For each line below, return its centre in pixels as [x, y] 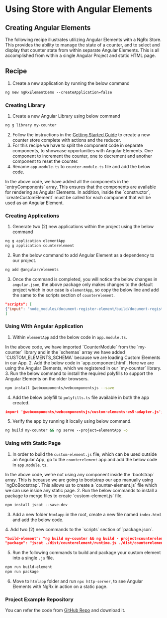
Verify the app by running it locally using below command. [72, 421]
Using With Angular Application [44, 326]
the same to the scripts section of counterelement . [64, 295]
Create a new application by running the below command [71, 83]
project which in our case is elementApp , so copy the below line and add [85, 290]
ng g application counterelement [40, 246]
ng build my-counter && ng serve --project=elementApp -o [66, 430]
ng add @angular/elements [32, 270]
